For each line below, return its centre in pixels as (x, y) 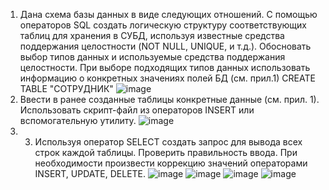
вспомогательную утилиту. (78, 120)
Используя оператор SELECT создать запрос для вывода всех (168, 142)
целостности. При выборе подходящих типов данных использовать (165, 67)
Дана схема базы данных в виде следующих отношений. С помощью (168, 14)
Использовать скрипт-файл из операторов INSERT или (137, 110)
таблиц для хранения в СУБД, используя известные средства (152, 35)
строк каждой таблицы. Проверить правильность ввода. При (166, 152)
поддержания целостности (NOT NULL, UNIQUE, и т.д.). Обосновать (165, 46)
